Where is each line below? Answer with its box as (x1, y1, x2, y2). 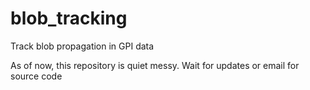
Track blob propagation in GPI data (10, 40, 155, 52)
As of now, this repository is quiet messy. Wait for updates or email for (10, 59, 300, 71)
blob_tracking (10, 7, 128, 30)
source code (10, 70, 63, 82)
